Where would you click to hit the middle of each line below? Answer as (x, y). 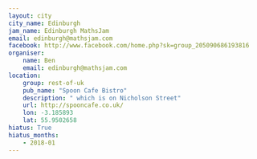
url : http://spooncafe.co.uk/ (73, 105)
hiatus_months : (34, 135)
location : (25, 75)
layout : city (30, 16)
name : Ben (39, 61)
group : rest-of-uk (53, 83)
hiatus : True (30, 128)
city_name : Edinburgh (45, 23)
